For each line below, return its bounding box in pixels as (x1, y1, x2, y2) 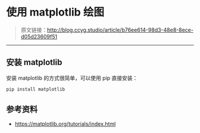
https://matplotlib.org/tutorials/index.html (14, 120, 116, 128)
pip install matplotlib (6, 86, 65, 92)
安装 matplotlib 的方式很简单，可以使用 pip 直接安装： (6, 74, 138, 81)
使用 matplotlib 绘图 (6, 5, 104, 19)
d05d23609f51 (20, 33, 58, 40)
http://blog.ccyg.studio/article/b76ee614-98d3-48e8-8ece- (46, 26, 193, 33)
